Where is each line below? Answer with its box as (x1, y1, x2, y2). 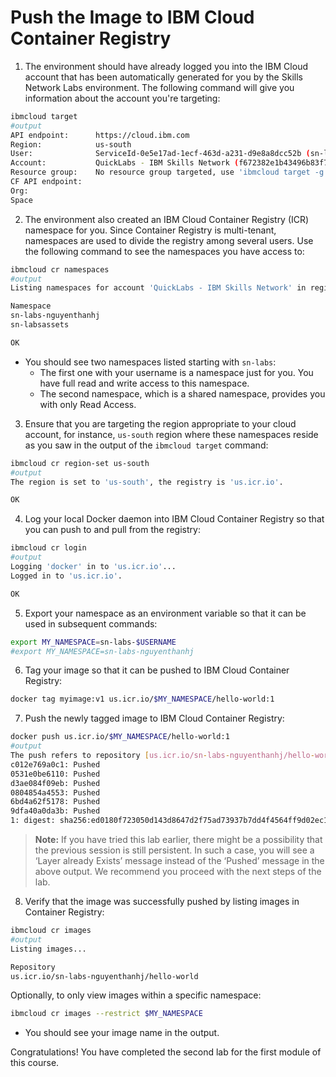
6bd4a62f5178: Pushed (10, 797, 101, 807)
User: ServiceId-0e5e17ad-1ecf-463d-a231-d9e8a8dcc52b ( (10, 149, 311, 159)
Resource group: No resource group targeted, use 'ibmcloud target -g (10, 167, 325, 178)
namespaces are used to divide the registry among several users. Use (24, 234, 314, 246)
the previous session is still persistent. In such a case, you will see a (34, 844, 315, 856)
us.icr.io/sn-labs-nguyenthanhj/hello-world (10, 971, 199, 981)
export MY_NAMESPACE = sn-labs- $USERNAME (10, 637, 177, 647)
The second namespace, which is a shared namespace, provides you (39, 387, 326, 400)
